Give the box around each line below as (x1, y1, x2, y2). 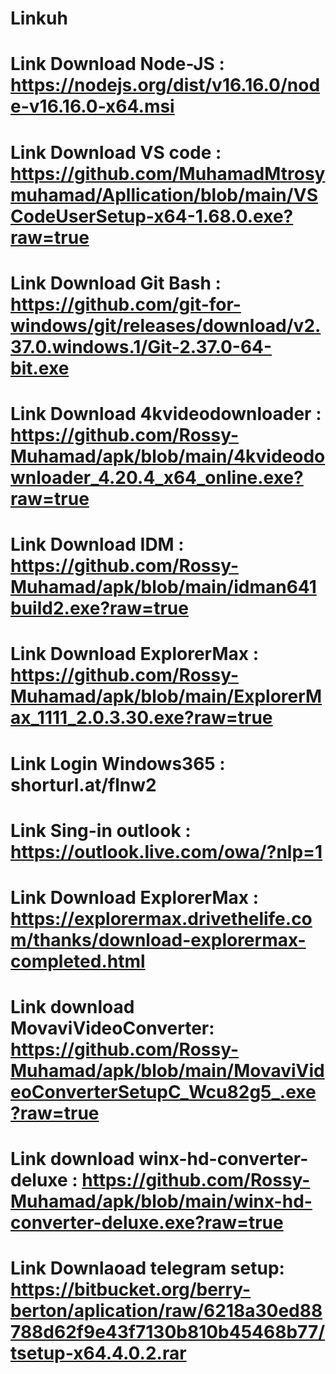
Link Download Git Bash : (10, 272, 222, 294)
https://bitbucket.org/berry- (10, 1278, 252, 1301)
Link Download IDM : (10, 533, 185, 556)
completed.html (10, 950, 146, 972)
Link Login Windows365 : (10, 752, 226, 775)
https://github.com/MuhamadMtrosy (10, 162, 326, 185)
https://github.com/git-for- (10, 293, 242, 316)
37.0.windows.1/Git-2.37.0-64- (10, 335, 273, 358)
